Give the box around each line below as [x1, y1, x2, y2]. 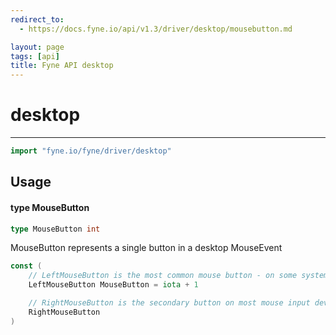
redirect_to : [10, 14, 65, 25]
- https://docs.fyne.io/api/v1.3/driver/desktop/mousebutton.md [19, 24, 293, 34]
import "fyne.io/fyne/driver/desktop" [10, 146, 172, 156]
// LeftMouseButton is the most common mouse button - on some [28, 271, 298, 281]
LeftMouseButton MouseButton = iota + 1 [28, 280, 199, 290]
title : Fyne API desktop [10, 61, 114, 71]
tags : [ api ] [10, 51, 60, 61]
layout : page [10, 42, 65, 52]
